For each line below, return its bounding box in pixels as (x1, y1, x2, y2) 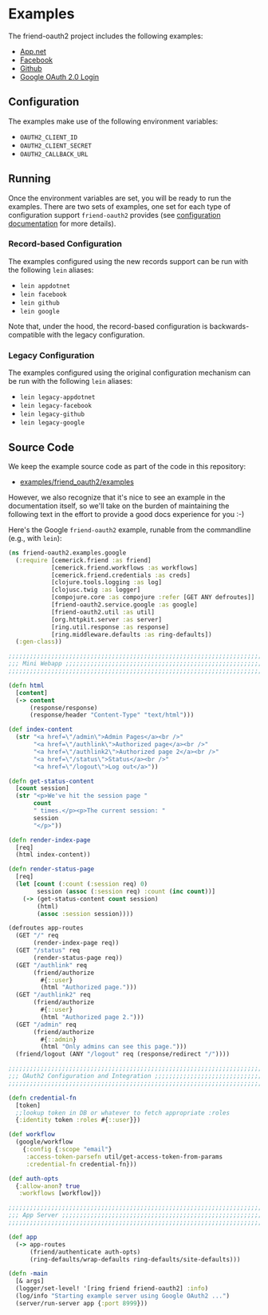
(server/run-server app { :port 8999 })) (15, 1299, 148, 1307)
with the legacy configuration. (46, 330, 145, 339)
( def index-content (8, 725, 73, 734)
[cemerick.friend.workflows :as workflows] (50, 563, 198, 571)
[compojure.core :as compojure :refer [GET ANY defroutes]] (50, 594, 255, 602)
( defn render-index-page (8, 835, 91, 844)
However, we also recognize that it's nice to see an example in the (8, 492, 226, 502)
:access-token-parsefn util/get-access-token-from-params (26, 1152, 223, 1161)
